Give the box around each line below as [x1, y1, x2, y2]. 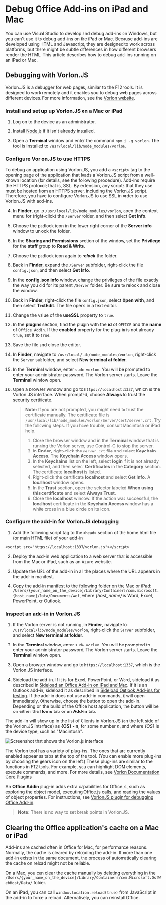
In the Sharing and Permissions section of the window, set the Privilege [12, 238, 161, 244]
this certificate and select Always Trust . [32, 490, 116, 496]
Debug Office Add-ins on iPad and [5, 3, 149, 15]
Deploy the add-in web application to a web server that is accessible [12, 553, 153, 559]
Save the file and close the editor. [12, 342, 81, 348]
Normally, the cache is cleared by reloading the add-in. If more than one [5, 849, 153, 855]
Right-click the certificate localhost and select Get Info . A [32, 474, 151, 480]
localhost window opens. [32, 480, 84, 486]
